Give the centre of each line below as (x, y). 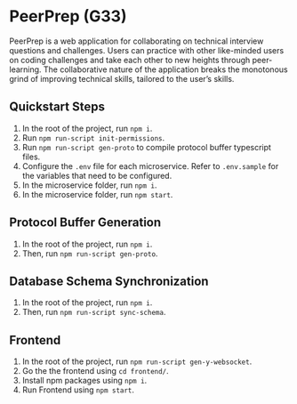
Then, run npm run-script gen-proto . (90, 253)
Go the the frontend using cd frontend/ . (95, 371)
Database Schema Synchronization (109, 281)
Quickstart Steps (57, 107)
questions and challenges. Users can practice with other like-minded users (147, 50)
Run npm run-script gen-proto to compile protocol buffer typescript (146, 147)
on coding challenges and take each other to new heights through (130, 60)
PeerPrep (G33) (68, 16)
